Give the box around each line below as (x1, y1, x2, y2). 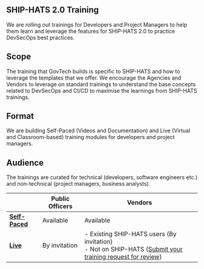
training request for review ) (84, 253, 162, 261)
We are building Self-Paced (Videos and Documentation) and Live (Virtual (6, 127, 191, 134)
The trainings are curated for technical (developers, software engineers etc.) (6, 174, 198, 181)
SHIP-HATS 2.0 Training (6, 5, 99, 15)
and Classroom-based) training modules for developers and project (6, 134, 175, 141)
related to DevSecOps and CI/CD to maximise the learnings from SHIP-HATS (6, 87, 197, 94)
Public (51, 194, 70, 203)
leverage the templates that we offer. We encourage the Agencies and (6, 74, 182, 81)
